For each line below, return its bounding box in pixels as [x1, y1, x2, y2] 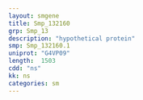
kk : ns [8, 72, 31, 80]
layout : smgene [8, 11, 60, 20]
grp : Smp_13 [8, 27, 48, 35]
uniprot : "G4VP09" [8, 49, 70, 57]
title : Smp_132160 [8, 19, 70, 27]
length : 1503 [8, 57, 57, 65]
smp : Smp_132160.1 [8, 42, 70, 50]
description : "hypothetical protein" [8, 34, 136, 43]
